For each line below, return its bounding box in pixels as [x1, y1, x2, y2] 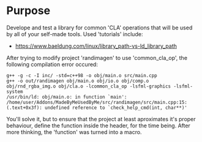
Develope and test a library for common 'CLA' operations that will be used [6, 24, 193, 31]
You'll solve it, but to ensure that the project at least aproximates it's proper [6, 115, 196, 122]
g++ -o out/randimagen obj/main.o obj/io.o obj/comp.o [6, 78, 149, 84]
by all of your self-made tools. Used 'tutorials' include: [6, 30, 143, 37]
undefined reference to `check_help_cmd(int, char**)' [45, 105, 188, 111]
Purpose [6, 4, 51, 18]
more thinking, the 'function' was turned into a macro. [6, 128, 142, 135]
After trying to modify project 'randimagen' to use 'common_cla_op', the [6, 54, 188, 61]
